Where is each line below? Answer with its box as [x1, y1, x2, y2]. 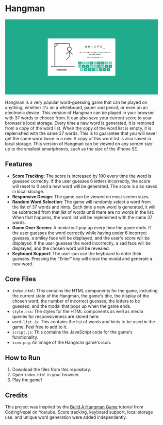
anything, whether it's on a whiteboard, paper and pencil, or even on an [5, 104, 148, 110]
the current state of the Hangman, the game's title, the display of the [12, 293, 149, 299]
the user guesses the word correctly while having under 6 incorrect [12, 230, 147, 236]
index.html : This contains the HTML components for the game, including [12, 288, 158, 294]
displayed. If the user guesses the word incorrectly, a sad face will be [12, 240, 151, 246]
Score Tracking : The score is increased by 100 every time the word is [12, 173, 152, 179]
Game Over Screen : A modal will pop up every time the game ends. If [12, 224, 151, 230]
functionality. [12, 334, 38, 340]
